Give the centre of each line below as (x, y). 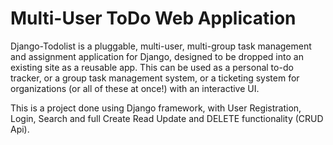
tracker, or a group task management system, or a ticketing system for (155, 78)
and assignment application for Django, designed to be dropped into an (157, 56)
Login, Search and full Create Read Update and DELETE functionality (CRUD (167, 118)
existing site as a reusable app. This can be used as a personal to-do (152, 67)
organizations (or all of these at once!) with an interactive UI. (135, 88)
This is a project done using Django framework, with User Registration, (156, 108)
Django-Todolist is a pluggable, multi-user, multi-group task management (161, 46)
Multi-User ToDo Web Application (153, 18)
